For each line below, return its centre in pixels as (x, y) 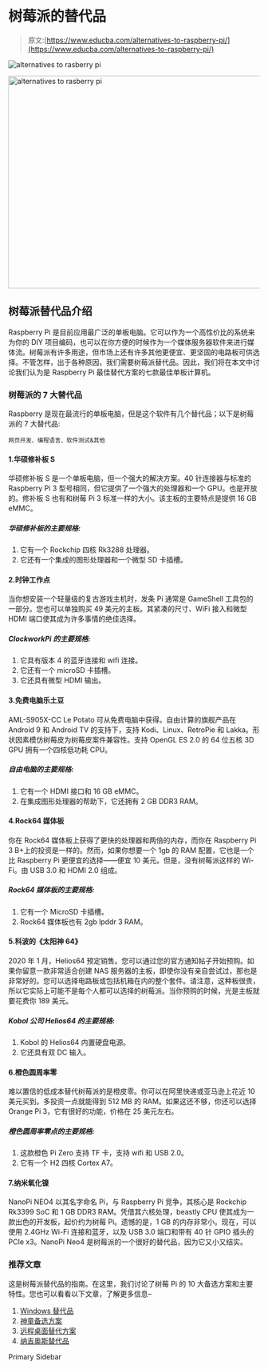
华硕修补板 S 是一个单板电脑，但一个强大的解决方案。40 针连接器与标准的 (130, 478)
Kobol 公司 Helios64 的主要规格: (62, 1020)
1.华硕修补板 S (32, 459)
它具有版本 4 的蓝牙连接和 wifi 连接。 (81, 660)
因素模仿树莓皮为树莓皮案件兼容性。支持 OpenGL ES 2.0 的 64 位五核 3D (134, 739)
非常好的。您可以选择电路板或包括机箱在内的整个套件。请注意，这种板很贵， (134, 980)
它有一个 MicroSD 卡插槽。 (64, 911)
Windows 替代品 (47, 1311)
